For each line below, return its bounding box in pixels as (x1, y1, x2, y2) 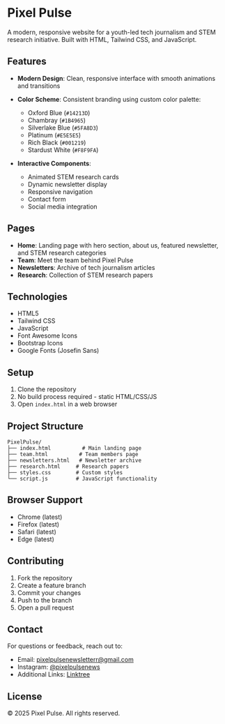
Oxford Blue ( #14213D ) (27, 108, 91, 116)
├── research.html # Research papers (7, 463, 130, 470)
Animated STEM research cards (27, 172, 120, 181)
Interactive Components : (17, 159, 92, 167)
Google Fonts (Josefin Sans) (17, 347, 100, 355)
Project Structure (7, 420, 84, 432)
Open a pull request (17, 603, 75, 612)
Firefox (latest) (17, 520, 60, 528)
